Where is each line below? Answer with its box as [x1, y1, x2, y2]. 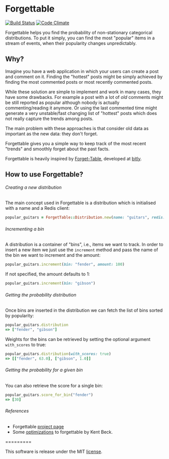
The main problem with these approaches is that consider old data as [5, 125, 149, 131]
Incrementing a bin [5, 225, 44, 232]
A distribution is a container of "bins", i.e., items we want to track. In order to [5, 242, 163, 248]
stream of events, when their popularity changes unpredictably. [5, 40, 137, 46]
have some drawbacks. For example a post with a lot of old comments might [5, 94, 163, 100]
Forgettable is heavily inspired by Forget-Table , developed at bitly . [5, 155, 142, 161]
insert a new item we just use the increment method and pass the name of [5, 247, 158, 253]
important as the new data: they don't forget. [5, 131, 98, 137]
